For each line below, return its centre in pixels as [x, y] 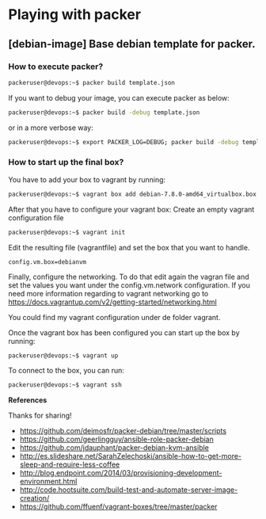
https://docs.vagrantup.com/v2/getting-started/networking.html [113, 302]
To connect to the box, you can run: [66, 371]
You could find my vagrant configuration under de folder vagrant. [114, 317]
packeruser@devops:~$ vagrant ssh [65, 385]
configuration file [36, 218]
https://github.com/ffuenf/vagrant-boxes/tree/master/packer [118, 507]
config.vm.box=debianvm [47, 262]
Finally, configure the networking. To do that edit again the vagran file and [129, 277]
